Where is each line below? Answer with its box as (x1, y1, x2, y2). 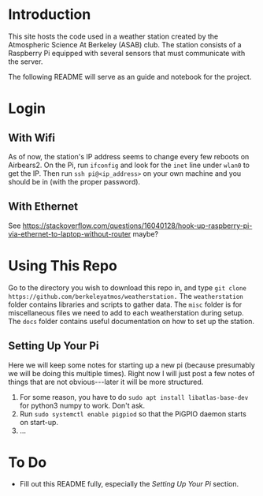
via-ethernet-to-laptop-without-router (8, 229, 131, 238)
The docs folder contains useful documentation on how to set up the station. (8, 316, 254, 326)
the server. (8, 57, 43, 66)
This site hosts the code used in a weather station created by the (8, 32, 219, 41)
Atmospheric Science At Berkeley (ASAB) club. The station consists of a (8, 39, 242, 49)
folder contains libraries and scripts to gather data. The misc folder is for (8, 300, 243, 309)
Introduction (8, 6, 91, 24)
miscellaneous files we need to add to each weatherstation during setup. (8, 308, 244, 317)
